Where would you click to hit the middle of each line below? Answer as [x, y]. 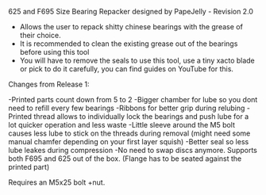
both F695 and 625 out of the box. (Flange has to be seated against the [125, 159]
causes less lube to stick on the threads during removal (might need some [129, 133]
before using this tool [54, 52]
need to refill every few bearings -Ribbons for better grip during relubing [127, 108]
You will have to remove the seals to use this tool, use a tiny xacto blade [137, 60]
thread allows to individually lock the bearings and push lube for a [141, 117]
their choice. [40, 35]
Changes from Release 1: [49, 84]
